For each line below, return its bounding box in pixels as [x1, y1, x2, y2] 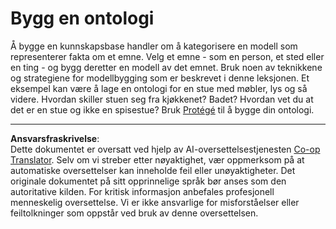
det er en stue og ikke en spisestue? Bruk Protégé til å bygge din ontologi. [10, 103, 315, 116]
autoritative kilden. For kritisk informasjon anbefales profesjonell [10, 185, 275, 197]
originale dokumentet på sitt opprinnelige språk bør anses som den [10, 175, 287, 187]
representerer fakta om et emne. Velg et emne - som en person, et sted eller [10, 50, 325, 62]
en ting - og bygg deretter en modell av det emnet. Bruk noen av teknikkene [10, 61, 323, 73]
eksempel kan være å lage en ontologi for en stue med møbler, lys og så [10, 82, 308, 94]
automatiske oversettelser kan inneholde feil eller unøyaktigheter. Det [10, 164, 296, 176]
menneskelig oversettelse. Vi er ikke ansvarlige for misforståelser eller [10, 196, 300, 208]
